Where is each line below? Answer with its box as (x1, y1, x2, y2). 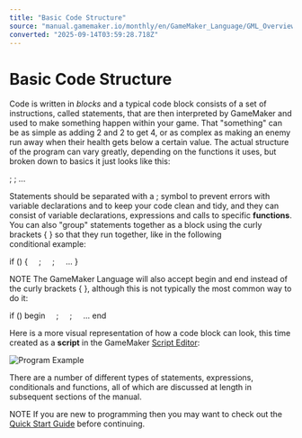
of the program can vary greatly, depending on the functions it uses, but (9, 146, 277, 158)
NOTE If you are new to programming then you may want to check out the (9, 409, 283, 420)
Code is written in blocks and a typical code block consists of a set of (9, 98, 267, 109)
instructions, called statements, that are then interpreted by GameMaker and (9, 108, 292, 119)
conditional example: (9, 239, 87, 250)
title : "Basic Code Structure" (9, 13, 127, 23)
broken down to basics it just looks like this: (9, 156, 171, 167)
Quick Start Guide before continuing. (9, 418, 146, 429)
